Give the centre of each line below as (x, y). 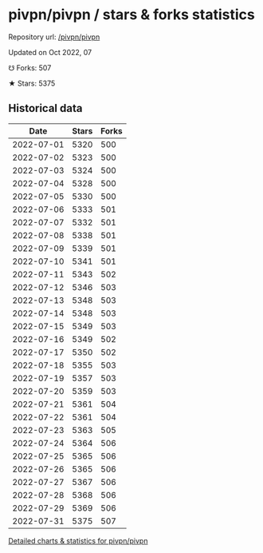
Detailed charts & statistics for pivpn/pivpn (78, 540)
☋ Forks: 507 (30, 68)
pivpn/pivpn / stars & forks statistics (131, 15)
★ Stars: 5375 (32, 83)
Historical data (45, 108)
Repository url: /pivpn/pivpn (54, 37)
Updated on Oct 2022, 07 (50, 52)
